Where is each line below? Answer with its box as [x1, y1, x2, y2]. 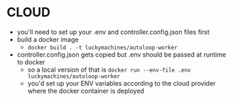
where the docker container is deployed [27, 86, 145, 95]
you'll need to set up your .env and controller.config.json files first [16, 28, 210, 36]
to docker [16, 57, 45, 66]
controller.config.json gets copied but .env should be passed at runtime [16, 50, 227, 59]
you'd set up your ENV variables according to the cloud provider [27, 79, 216, 87]
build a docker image [16, 35, 79, 43]
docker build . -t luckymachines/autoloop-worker [27, 44, 178, 51]
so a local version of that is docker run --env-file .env [27, 65, 191, 74]
